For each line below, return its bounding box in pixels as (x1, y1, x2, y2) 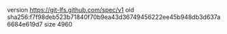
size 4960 (44, 20, 73, 28)
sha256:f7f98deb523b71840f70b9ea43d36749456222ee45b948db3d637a (7, 13, 221, 21)
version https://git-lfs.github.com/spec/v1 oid (7, 6, 135, 14)
